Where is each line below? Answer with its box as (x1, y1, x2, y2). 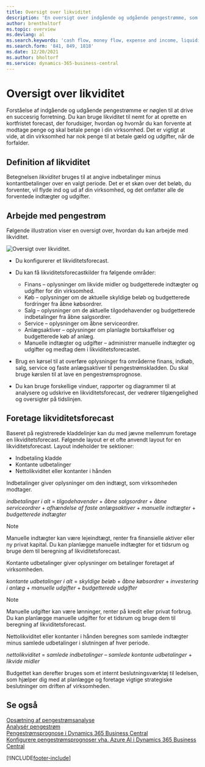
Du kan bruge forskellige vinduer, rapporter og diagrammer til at (15, 383, 176, 390)
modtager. (6, 485, 32, 493)
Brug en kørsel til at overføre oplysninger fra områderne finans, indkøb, (15, 357, 194, 365)
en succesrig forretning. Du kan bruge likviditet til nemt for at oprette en (6, 113, 187, 121)
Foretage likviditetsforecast (6, 413, 114, 424)
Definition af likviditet (6, 157, 90, 167)
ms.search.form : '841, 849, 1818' (6, 43, 95, 50)
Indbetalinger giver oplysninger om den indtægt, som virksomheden (6, 479, 178, 487)
